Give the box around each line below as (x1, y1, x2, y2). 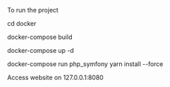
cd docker (7, 19, 37, 27)
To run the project (7, 6, 59, 14)
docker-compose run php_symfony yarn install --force (7, 60, 164, 68)
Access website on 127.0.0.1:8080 (7, 73, 104, 81)
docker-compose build (7, 33, 72, 41)
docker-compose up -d (7, 47, 75, 54)
